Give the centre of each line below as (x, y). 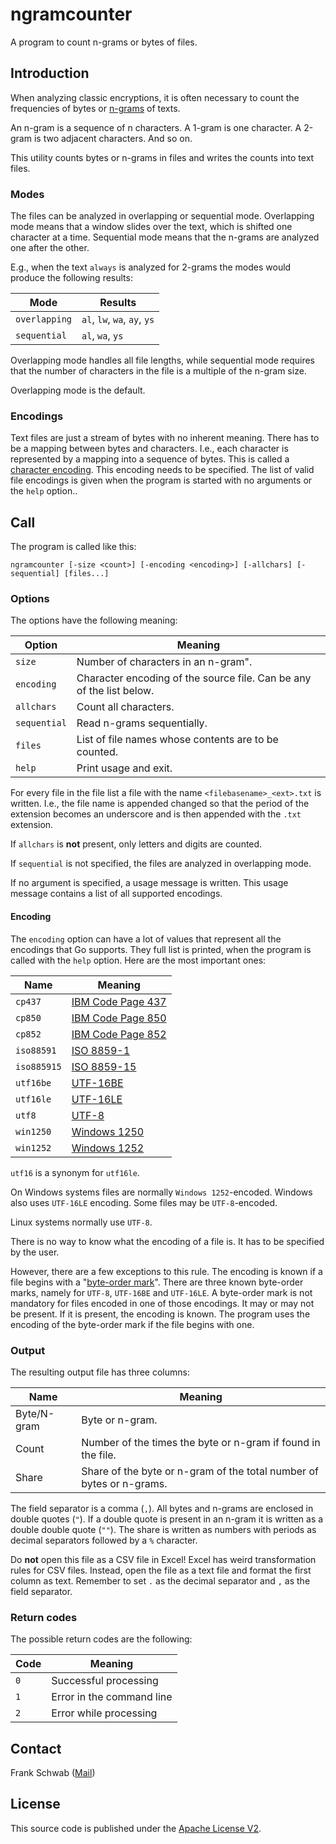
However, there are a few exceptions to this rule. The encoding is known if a (166, 1271)
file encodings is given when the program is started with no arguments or (161, 480)
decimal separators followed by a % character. (104, 1540)
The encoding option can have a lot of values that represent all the (146, 939)
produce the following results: (71, 278)
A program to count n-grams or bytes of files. (104, 42)
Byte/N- (35, 1413)
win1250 (33, 1131)
